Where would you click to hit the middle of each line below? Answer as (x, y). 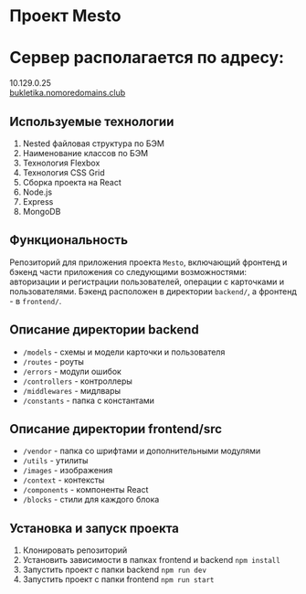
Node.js (37, 192)
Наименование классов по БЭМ (85, 153)
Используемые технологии (92, 121)
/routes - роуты (53, 361)
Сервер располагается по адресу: (147, 58)
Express (38, 201)
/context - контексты (63, 480)
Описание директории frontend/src (116, 429)
